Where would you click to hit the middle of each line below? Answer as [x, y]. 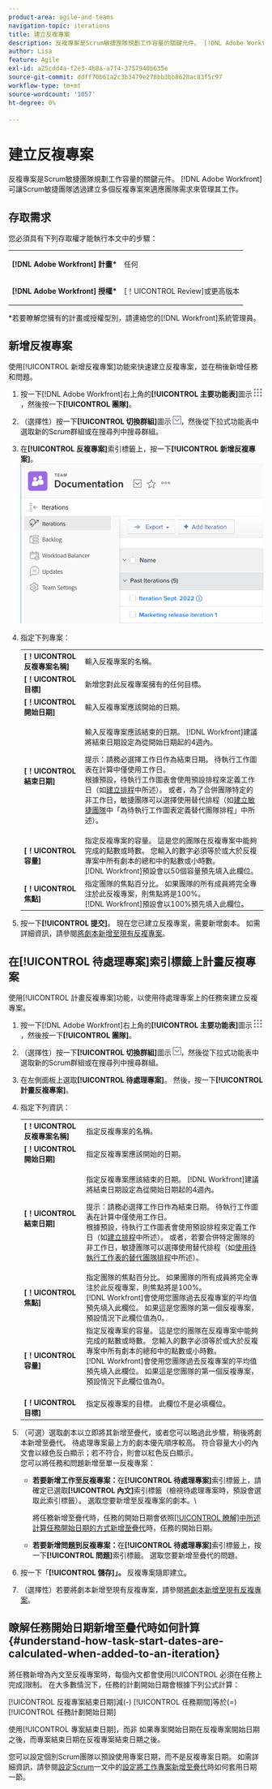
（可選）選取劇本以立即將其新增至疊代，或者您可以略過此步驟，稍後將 [137, 1432]
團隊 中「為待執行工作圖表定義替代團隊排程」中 [170, 810]
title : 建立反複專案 [39, 34]
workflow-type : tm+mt [45, 85]
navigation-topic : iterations [59, 26]
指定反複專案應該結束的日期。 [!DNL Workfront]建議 [172, 1179]
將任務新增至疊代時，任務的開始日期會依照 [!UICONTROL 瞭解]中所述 [147, 1517]
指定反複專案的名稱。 [122, 1131]
